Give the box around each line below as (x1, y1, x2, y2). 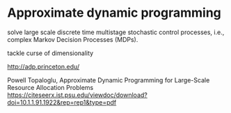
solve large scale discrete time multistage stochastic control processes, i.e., (7, 28, 225, 36)
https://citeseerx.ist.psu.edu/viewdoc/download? (7, 91, 148, 99)
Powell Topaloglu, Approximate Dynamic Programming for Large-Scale (7, 75, 210, 84)
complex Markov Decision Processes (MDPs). (7, 35, 138, 43)
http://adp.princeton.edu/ (7, 62, 80, 70)
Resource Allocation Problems (7, 83, 94, 91)
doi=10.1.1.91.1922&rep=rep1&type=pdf (7, 98, 117, 106)
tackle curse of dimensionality (7, 49, 94, 57)
